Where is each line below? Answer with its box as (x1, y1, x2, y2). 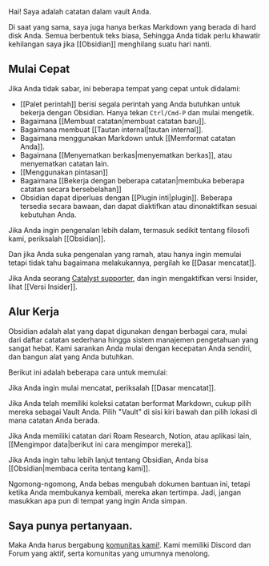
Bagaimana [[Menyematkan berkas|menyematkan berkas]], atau (19, 150, 232, 159)
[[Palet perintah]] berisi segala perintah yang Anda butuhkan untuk (19, 99, 241, 109)
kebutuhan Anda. (19, 210, 77, 219)
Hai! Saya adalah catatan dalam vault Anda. (8, 7, 152, 16)
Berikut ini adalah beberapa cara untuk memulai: (8, 367, 168, 377)
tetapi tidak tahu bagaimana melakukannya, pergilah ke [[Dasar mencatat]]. (8, 258, 257, 267)
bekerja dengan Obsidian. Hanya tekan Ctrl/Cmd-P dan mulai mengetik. (19, 107, 255, 117)
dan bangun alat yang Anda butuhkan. (8, 351, 134, 361)
